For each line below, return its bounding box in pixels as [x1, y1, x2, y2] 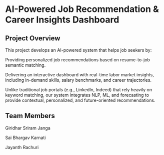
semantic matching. [5, 62, 46, 68]
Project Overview [5, 34, 60, 42]
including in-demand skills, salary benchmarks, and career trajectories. [5, 77, 151, 83]
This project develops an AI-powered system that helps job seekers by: [5, 47, 152, 53]
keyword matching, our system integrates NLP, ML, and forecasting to [5, 92, 149, 98]
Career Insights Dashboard [5, 14, 119, 25]
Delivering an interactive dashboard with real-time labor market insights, [5, 72, 154, 78]
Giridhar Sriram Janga [5, 125, 51, 131]
